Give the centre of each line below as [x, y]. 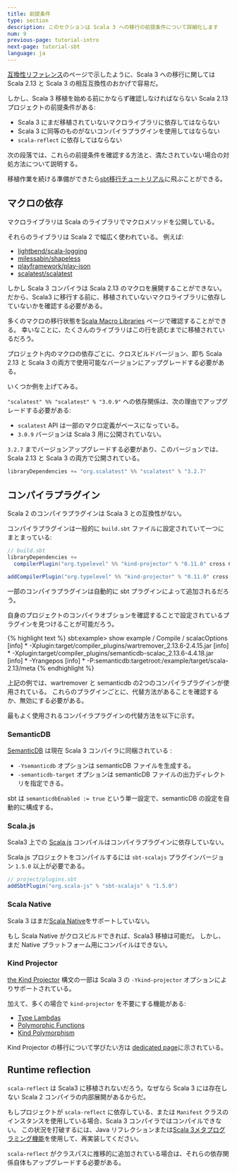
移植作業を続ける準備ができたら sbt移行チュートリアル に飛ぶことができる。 [117, 178]
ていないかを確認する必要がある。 [57, 306]
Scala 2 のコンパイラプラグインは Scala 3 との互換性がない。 [96, 513]
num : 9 [17, 34]
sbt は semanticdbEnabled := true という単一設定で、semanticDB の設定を [115, 799]
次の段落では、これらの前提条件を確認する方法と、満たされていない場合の [115, 155]
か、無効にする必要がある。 [48, 700]
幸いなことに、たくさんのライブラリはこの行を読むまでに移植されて [120, 329]
